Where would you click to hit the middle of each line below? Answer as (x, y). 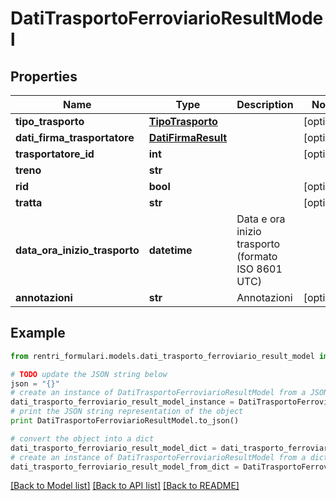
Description (265, 104)
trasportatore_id (55, 154)
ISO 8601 (259, 269)
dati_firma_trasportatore (75, 137)
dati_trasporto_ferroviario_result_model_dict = (113, 448)
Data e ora (261, 219)
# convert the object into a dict (82, 438)
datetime (170, 250)
